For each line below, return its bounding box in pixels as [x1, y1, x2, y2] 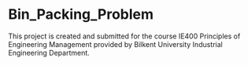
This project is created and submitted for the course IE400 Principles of [8, 31, 241, 41]
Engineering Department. [8, 48, 91, 57]
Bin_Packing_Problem [8, 5, 154, 23]
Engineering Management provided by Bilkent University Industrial [8, 39, 223, 49]
